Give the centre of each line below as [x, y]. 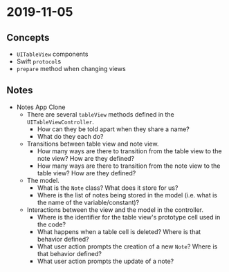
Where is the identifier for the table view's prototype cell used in [129, 217]
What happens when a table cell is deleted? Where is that [119, 231]
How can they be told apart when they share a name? [113, 129]
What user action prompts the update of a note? [106, 261]
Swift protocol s [39, 61]
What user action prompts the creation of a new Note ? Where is [127, 246]
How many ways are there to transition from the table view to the [129, 151]
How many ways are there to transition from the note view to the [129, 166]
